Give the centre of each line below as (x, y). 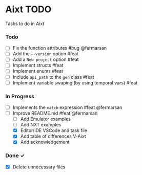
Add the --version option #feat (45, 54)
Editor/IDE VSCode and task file (54, 130)
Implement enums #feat (38, 71)
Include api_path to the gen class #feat (53, 77)
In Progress (20, 96)
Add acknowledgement (45, 142)
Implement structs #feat (38, 65)
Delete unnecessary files (39, 167)
